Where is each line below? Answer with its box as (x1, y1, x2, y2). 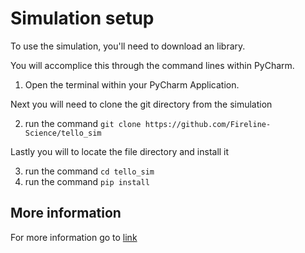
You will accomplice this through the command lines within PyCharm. (10, 59, 295, 71)
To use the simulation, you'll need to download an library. (10, 40, 246, 52)
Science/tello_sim (24, 128, 102, 138)
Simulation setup (10, 7, 155, 30)
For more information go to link (10, 231, 138, 243)
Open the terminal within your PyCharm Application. (24, 78, 240, 91)
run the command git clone (24, 117, 142, 129)
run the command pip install (24, 175, 150, 187)
